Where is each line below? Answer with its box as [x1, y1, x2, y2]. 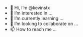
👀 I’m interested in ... [10, 10, 53, 16]
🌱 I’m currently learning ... [10, 15, 64, 21]
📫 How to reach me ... [10, 26, 57, 32]
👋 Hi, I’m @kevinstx [10, 5, 50, 10]
